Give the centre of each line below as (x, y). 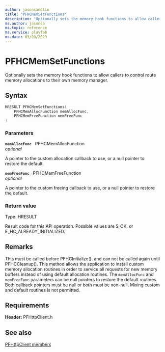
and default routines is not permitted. (42, 290)
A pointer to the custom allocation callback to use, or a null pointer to (75, 159)
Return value (21, 206)
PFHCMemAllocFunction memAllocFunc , (52, 111)
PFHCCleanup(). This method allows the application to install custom (74, 264)
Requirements (27, 305)
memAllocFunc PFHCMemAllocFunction (45, 144)
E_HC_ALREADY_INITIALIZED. (35, 231)
